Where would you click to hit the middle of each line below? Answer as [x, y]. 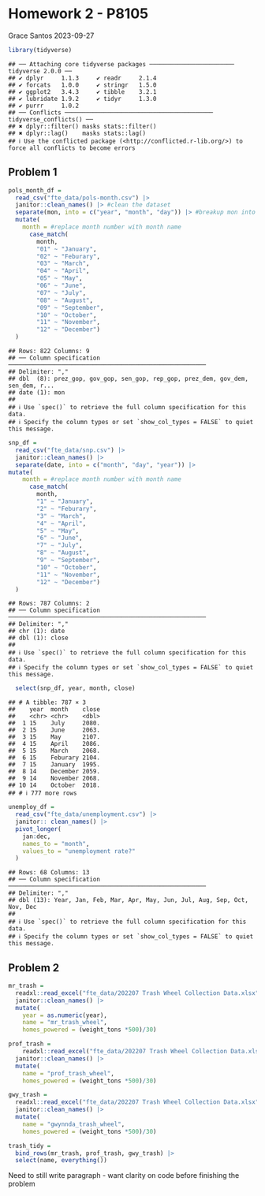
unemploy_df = [32, 807]
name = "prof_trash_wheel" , [68, 1073]
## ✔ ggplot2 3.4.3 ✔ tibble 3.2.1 [82, 91]
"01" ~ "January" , [67, 249]
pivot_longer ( [38, 829]
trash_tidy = [30, 1146]
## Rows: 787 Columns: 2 [49, 604]
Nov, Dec [22, 907]
